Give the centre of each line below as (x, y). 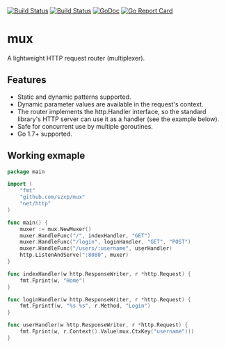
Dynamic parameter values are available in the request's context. (110, 104)
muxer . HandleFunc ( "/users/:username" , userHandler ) (96, 248)
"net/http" (35, 204)
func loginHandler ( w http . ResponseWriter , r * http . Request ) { (99, 299)
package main (26, 172)
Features (27, 80)
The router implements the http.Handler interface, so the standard (112, 111)
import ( (20, 184)
